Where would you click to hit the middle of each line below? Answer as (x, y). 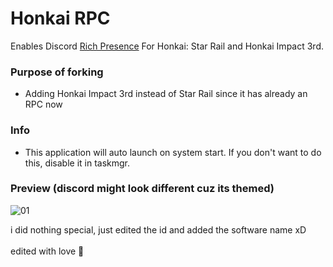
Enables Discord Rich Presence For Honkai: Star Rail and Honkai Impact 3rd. (167, 46)
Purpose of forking (57, 72)
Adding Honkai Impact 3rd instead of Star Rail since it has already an (166, 94)
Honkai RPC (60, 18)
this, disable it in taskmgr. (77, 163)
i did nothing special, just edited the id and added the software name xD (158, 229)
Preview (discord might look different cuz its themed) (142, 189)
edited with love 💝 (47, 251)
